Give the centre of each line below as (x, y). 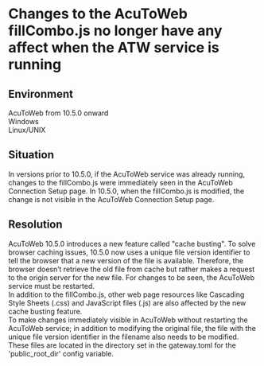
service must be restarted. (52, 286)
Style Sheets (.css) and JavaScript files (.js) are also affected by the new (127, 302)
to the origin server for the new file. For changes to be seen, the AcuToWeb (131, 277)
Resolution (35, 225)
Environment (41, 93)
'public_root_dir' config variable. (61, 353)
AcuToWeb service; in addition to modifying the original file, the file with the (132, 328)
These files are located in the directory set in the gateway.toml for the (122, 345)
